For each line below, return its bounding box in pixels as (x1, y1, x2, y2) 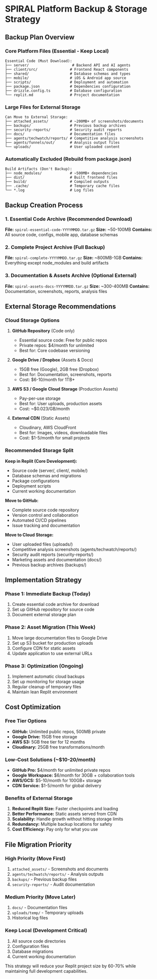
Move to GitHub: (5, 497, 39, 503)
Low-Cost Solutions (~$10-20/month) (5, 756, 96, 763)
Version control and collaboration (12, 512, 78, 518)
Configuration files (12, 943, 49, 949)
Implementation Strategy (5, 576, 82, 584)
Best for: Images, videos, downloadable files (19, 430, 108, 436)
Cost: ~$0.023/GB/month (19, 406, 70, 412)
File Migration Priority (5, 840, 72, 848)
